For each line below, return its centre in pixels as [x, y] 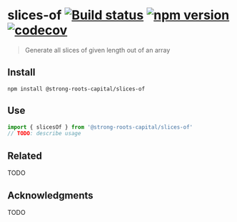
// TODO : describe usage [44, 134]
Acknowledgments [51, 195]
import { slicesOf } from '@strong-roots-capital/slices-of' [100, 127]
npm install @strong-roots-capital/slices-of [76, 89]
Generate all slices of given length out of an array [97, 50]
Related [25, 155]
